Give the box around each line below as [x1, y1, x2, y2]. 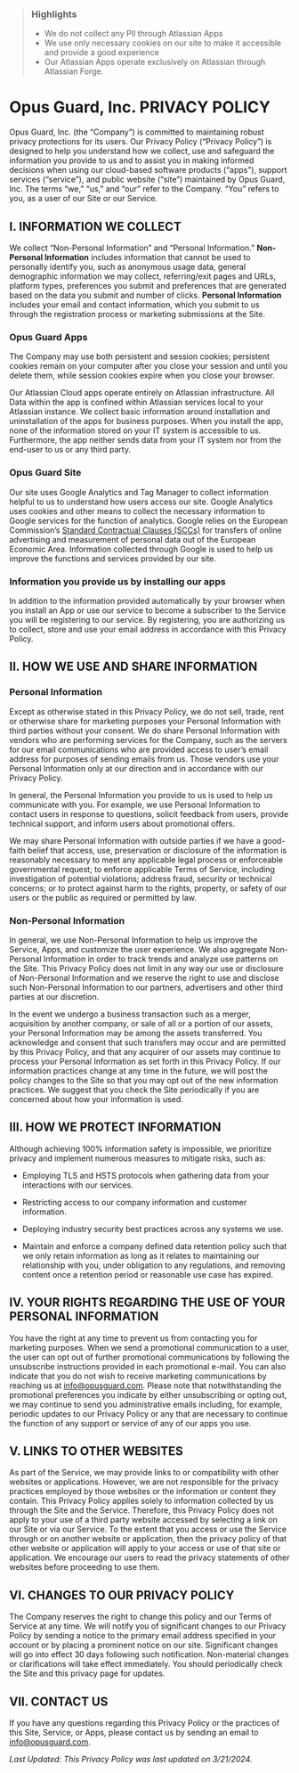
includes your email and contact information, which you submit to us [9, 299, 260, 310]
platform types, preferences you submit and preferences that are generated [9, 281, 287, 291]
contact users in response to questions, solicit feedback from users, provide [9, 808, 289, 819]
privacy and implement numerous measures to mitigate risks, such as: [9, 1153, 266, 1164]
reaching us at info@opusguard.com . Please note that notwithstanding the [9, 1380, 282, 1391]
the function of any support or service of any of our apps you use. [9, 1418, 252, 1428]
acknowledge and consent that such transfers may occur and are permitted [9, 1037, 287, 1048]
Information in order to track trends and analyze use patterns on [43, 953, 279, 964]
